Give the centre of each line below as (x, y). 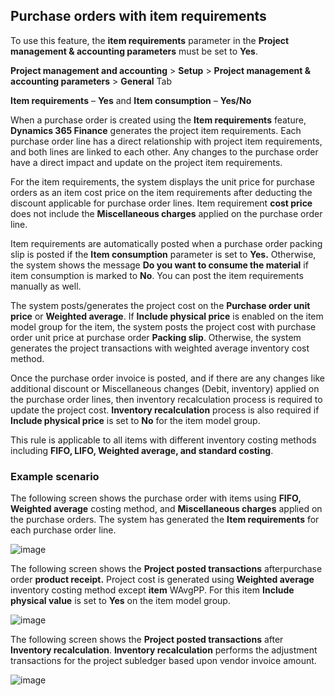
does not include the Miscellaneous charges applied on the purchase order (166, 213)
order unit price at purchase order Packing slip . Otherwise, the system (156, 337)
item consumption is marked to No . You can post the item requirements (157, 275)
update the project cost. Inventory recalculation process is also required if (165, 410)
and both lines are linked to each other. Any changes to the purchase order (164, 151)
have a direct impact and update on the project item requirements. (146, 162)
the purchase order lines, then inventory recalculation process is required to (166, 399)
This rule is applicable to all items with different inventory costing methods (163, 440)
